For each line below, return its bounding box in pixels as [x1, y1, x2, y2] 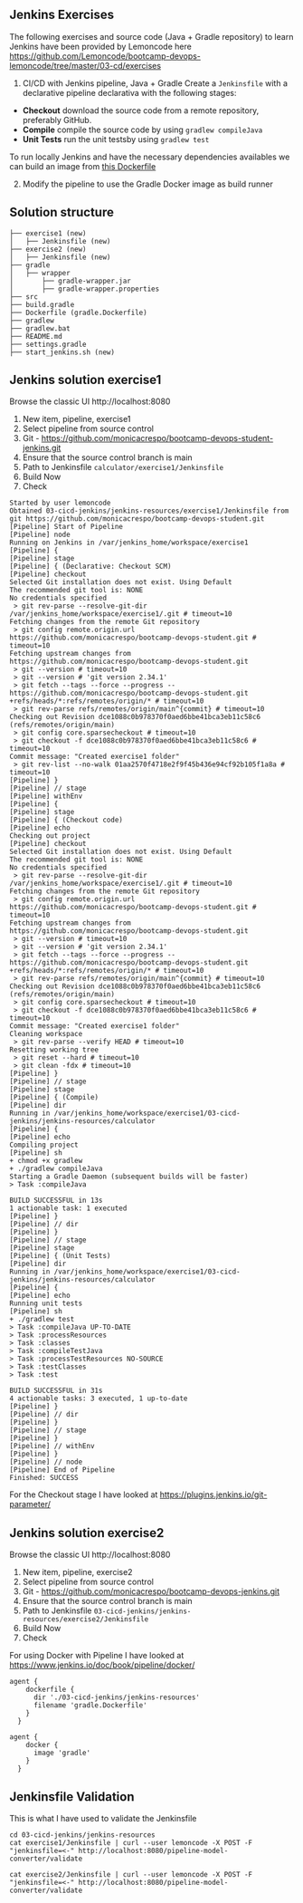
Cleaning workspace [9, 1030, 83, 1039]
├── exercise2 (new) [9, 245, 88, 254]
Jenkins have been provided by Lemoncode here [9, 41, 192, 52]
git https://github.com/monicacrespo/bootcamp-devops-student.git [9, 514, 265, 524]
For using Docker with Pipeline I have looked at [9, 1650, 185, 1661]
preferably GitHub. [22, 114, 92, 125]
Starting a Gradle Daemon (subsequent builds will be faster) [9, 1172, 249, 1181]
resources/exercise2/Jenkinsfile [22, 1615, 149, 1624]
